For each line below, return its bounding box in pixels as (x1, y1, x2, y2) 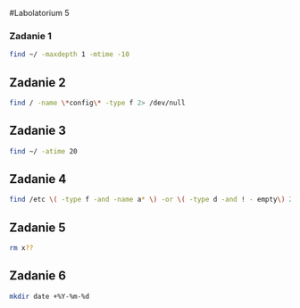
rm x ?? (9, 244, 34, 253)
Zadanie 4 (9, 171, 67, 187)
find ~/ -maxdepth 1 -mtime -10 (9, 50, 129, 59)
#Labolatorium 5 (9, 8, 70, 18)
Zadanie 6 (9, 268, 67, 284)
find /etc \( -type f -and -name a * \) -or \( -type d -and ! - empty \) (9, 196, 286, 204)
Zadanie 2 (9, 75, 67, 90)
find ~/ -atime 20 (9, 146, 78, 155)
